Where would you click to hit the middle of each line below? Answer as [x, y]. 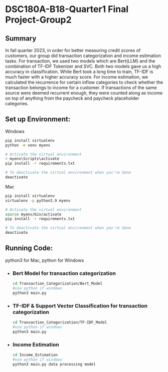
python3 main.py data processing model [54, 364]
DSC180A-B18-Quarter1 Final [67, 9]
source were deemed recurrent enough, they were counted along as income [84, 93]
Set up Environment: [38, 119]
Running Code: [29, 248]
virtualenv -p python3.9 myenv [38, 201]
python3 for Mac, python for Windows [45, 260]
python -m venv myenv [28, 145]
